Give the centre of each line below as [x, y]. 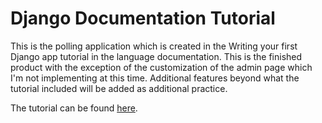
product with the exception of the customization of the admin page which [161, 67]
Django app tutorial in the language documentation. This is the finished [156, 56]
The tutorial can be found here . [74, 108]
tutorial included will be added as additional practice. [119, 88]
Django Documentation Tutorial [143, 18]
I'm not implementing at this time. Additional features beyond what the [155, 78]
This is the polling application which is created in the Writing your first [154, 46]
